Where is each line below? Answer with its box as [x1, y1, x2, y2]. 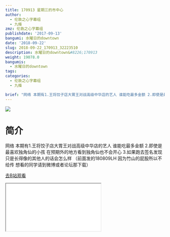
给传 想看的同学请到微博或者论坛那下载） [5, 162, 91, 168]
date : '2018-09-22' [5, 41, 47, 46]
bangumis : [5, 59, 26, 64]
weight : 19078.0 [5, 54, 39, 60]
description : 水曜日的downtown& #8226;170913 [5, 50, 98, 55]
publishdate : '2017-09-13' [5, 31, 62, 36]
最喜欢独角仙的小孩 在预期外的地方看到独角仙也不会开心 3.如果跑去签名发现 [5, 149, 163, 155]
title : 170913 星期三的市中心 [5, 7, 64, 13]
